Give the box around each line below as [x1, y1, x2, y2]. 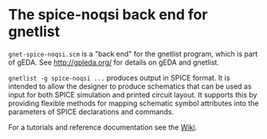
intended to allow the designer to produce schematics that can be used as [8, 81, 253, 91]
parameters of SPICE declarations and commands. [8, 106, 174, 117]
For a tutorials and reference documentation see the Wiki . [8, 122, 198, 132]
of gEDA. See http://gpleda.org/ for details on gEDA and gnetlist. [8, 58, 219, 67]
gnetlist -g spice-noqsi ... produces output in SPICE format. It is [8, 73, 230, 82]
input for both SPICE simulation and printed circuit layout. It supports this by [8, 89, 257, 99]
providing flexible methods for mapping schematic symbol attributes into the [8, 98, 259, 108]
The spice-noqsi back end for [8, 6, 208, 24]
